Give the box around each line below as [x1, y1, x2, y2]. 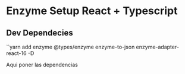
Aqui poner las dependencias [6, 61, 79, 68]
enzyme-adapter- [136, 43, 180, 50]
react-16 [6, 50, 27, 57]
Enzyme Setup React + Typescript [6, 4, 178, 18]
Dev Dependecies [6, 28, 73, 38]
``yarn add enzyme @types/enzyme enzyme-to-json [6, 43, 135, 50]
